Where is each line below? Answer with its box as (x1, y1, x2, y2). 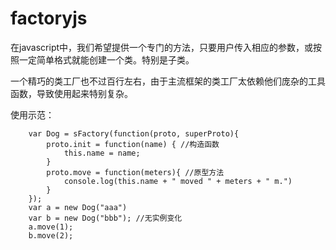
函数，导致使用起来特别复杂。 (10, 87, 133, 99)
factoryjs (10, 7, 88, 30)
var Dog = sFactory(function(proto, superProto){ (28, 128, 240, 139)
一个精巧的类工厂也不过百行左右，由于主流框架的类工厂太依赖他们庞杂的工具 (10, 75, 326, 87)
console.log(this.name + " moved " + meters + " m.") (63, 176, 293, 186)
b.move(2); (28, 230, 74, 241)
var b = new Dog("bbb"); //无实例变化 (28, 213, 183, 223)
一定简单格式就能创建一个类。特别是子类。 (18, 53, 195, 66)
